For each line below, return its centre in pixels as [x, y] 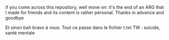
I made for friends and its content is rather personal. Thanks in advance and [84, 12]
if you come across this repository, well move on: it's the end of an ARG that [84, 7]
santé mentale [20, 33]
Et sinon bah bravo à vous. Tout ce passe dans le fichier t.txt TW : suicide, [83, 27]
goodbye [15, 18]
